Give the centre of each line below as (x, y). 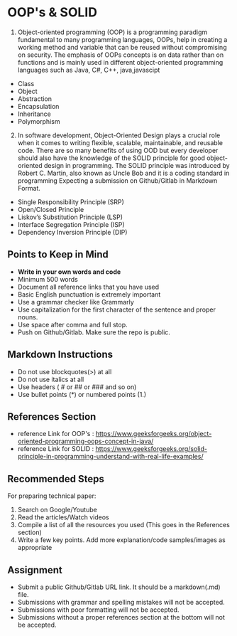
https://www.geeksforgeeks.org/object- (154, 434)
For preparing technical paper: (52, 496)
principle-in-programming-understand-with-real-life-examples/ (110, 457)
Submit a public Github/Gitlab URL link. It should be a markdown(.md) (119, 587)
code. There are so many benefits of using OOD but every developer (118, 150)
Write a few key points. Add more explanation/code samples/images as (121, 540)
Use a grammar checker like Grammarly (76, 302)
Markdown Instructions (60, 355)
